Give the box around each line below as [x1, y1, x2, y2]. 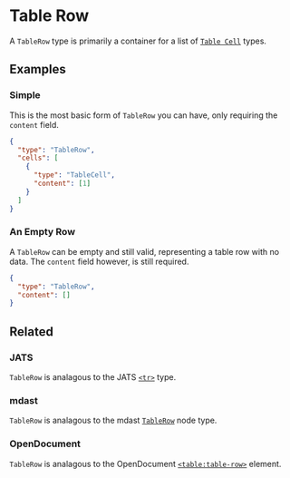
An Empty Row [9, 226, 75, 239]
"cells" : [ [17, 153, 59, 163]
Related [9, 324, 54, 339]
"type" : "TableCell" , [33, 171, 116, 180]
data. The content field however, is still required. [9, 256, 189, 267]
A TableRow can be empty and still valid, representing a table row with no [9, 246, 279, 257]
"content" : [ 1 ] [33, 179, 92, 188]
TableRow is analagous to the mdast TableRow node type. [9, 415, 217, 426]
